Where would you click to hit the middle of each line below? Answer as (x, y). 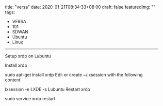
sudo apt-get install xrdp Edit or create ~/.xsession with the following (74, 75)
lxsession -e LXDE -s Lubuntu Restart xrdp (48, 89)
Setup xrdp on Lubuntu (28, 56)
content (13, 80)
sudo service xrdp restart (30, 98)
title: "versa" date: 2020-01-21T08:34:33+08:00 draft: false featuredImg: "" (80, 7)
